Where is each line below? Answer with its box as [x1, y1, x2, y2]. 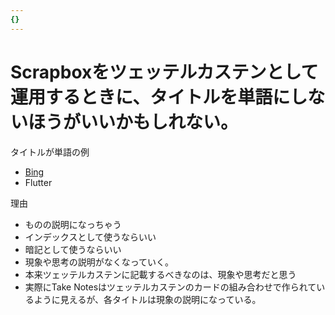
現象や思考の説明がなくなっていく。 [24, 256, 175, 268]
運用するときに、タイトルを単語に [10, 86, 291, 108]
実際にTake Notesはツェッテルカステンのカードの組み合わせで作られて [24, 281, 317, 293]
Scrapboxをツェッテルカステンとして [10, 61, 319, 83]
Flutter [24, 176, 53, 188]
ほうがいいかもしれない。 [28, 111, 239, 133]
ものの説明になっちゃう [24, 218, 122, 230]
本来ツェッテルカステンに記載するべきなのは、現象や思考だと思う [24, 268, 297, 280]
